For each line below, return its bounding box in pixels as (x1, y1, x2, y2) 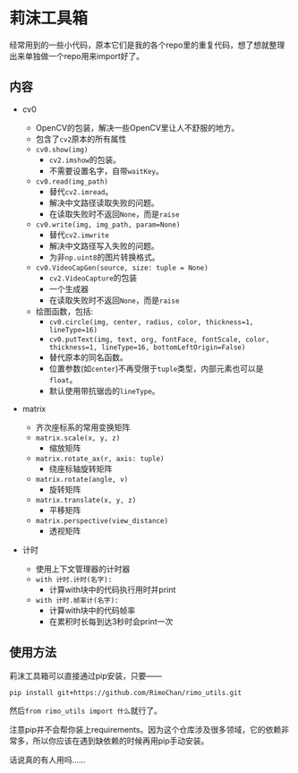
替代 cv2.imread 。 (48, 185, 114, 197)
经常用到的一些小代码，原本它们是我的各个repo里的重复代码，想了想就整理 (9, 39, 285, 50)
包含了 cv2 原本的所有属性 (35, 133, 127, 144)
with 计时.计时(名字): (35, 575, 113, 584)
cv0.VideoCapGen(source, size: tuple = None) (35, 263, 209, 272)
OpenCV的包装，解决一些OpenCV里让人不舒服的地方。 (35, 122, 240, 133)
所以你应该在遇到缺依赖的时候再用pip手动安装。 (32, 735, 209, 746)
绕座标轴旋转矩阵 (48, 463, 113, 474)
